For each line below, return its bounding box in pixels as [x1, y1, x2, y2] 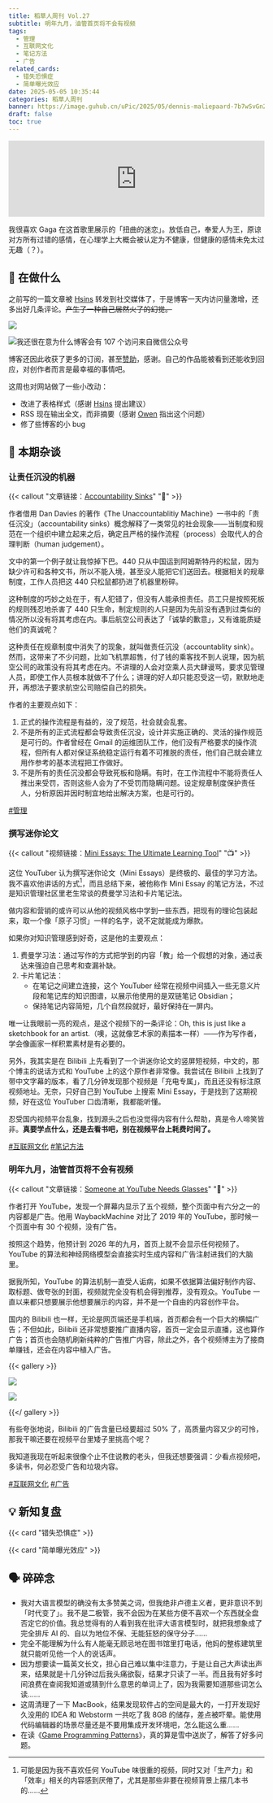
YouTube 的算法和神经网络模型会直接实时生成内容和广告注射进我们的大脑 [8, 1249, 253, 1259]
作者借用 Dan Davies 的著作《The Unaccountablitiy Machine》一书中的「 [8, 509, 253, 519]
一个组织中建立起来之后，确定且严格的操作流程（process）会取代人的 [22, 529, 256, 539]
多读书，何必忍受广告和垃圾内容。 [8, 1461, 123, 1471]
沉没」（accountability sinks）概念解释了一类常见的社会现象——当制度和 [15, 519, 257, 529]
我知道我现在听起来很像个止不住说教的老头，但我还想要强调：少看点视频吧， [8, 1451, 265, 1461]
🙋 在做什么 [8, 271, 61, 285]
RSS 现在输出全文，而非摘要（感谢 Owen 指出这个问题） [19, 408, 210, 419]
